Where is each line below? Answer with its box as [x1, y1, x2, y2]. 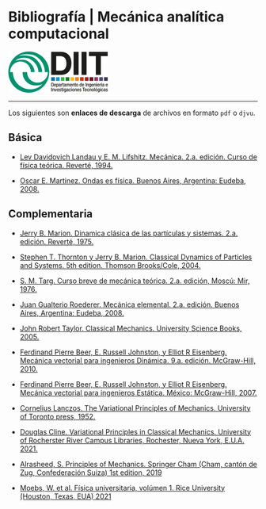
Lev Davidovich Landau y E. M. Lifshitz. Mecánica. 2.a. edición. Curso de [19, 151, 257, 162]
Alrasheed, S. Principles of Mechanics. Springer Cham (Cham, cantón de [19, 459, 257, 469]
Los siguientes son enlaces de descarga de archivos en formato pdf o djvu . [8, 108, 256, 117]
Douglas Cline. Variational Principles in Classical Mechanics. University [19, 427, 252, 436]
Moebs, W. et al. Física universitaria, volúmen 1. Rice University [19, 483, 226, 492]
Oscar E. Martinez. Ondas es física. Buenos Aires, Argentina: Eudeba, [19, 175, 247, 186]
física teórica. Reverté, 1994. [19, 160, 113, 170]
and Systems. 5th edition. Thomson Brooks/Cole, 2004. [19, 260, 201, 270]
